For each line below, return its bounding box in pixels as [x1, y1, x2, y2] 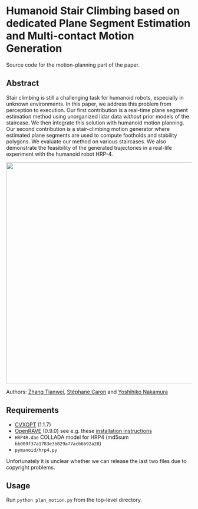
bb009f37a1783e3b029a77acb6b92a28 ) [14, 439, 101, 446]
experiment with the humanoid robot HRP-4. [6, 150, 113, 157]
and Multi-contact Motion [6, 29, 134, 42]
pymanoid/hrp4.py [14, 447, 58, 453]
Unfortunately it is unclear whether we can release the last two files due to [6, 457, 187, 464]
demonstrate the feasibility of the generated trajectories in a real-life [6, 144, 172, 151]
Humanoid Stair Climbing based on [6, 4, 180, 18]
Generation [6, 42, 62, 55]
